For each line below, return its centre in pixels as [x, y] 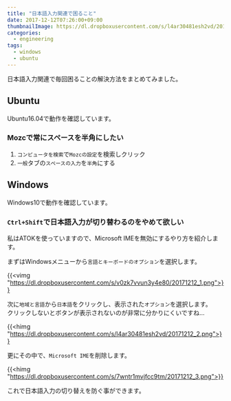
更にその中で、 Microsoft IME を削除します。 [69, 355]
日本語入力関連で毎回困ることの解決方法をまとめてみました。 [95, 79]
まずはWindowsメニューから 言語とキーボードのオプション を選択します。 [104, 261]
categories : [24, 33]
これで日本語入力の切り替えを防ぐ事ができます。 [76, 391]
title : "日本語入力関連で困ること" [52, 13]
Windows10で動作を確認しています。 [59, 202]
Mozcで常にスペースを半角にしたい [65, 138]
